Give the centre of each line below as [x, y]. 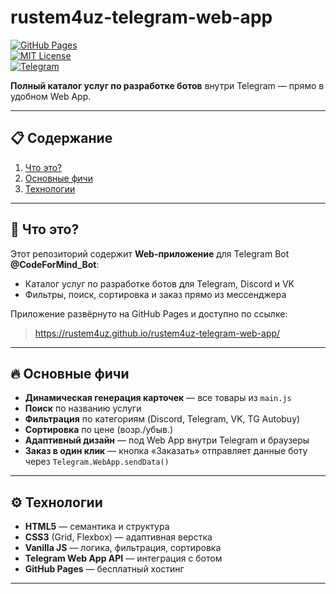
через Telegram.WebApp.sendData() [97, 462]
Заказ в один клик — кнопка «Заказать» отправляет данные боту [166, 451]
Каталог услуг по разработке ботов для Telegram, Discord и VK [159, 283]
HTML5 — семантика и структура [97, 527]
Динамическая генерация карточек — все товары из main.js [158, 398]
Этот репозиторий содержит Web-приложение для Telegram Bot [150, 253]
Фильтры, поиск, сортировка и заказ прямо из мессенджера [155, 294]
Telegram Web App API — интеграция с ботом [123, 558]
